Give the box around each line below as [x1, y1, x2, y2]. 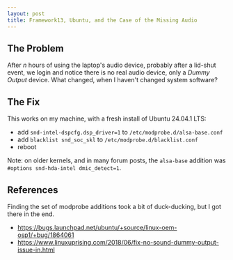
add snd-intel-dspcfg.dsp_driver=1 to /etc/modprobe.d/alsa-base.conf [17, 128, 223, 137]
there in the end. [7, 210, 54, 218]
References [7, 184, 58, 196]
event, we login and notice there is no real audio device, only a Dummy [7, 68, 210, 77]
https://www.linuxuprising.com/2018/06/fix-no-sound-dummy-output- [17, 238, 219, 246]
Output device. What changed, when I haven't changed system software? [7, 76, 218, 84]
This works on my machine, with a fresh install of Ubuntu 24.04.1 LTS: [7, 114, 207, 123]
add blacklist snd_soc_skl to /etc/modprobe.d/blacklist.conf [17, 135, 198, 144]
